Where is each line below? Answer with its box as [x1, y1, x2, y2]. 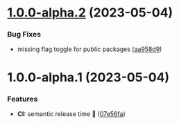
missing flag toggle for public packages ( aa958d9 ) [17, 45, 162, 53]
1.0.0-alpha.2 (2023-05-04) [7, 5, 173, 21]
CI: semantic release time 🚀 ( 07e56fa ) [17, 109, 126, 118]
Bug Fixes [7, 30, 42, 39]
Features [7, 94, 38, 104]
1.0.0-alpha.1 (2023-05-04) [7, 69, 170, 85]
